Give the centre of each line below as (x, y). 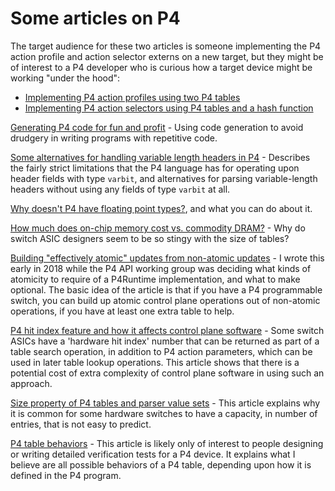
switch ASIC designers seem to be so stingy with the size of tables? (150, 238)
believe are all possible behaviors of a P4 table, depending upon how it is (161, 464)
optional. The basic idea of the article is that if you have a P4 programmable (166, 289)
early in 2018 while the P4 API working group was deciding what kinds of (161, 268)
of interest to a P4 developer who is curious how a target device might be (161, 67)
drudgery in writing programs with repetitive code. (114, 138)
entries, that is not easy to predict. (81, 424)
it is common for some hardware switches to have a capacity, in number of (164, 413)
